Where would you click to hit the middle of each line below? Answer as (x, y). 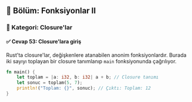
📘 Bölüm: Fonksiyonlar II (51, 11)
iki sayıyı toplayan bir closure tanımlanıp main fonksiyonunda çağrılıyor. (92, 61)
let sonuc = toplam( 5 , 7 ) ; (50, 83)
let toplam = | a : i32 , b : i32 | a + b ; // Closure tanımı (88, 77)
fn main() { (21, 72)
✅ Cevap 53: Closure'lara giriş (44, 41)
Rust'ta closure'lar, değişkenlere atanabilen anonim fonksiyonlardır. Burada (96, 55)
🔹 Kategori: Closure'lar (39, 28)
